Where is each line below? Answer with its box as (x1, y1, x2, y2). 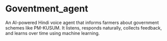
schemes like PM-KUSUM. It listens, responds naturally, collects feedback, (5, 24, 162, 30)
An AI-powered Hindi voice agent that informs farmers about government (5, 19, 159, 25)
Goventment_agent (5, 3, 88, 14)
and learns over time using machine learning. (5, 30, 100, 36)
